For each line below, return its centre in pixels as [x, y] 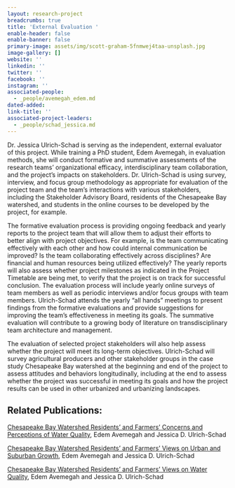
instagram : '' [28, 86]
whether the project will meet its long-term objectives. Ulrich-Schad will [111, 351]
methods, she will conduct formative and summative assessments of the [112, 159]
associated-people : [36, 92]
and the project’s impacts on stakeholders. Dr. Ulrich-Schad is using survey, [117, 174]
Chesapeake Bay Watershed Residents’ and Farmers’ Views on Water [107, 469]
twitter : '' [25, 72]
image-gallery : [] [34, 53]
